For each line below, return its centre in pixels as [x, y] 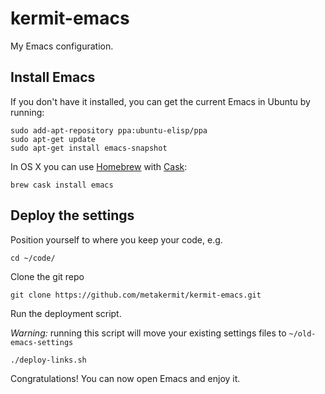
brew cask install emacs [62, 185]
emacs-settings [42, 342]
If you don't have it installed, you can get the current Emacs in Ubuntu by [160, 101]
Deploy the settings [72, 215]
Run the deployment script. [66, 313]
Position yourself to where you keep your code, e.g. [116, 239]
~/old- [302, 333]
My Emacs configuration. [62, 46]
